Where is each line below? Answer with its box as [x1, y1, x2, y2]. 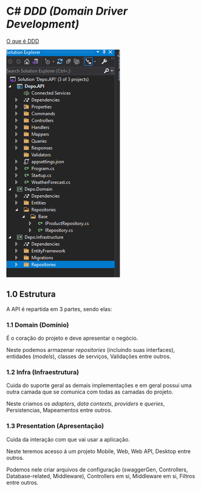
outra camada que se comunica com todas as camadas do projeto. [6, 389, 174, 396]
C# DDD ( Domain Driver [6, 4, 128, 18]
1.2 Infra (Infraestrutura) [6, 368, 80, 376]
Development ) [6, 17, 80, 31]
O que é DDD [6, 37, 39, 45]
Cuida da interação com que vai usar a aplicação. [6, 435, 131, 443]
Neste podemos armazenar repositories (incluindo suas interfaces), [6, 346, 175, 354]
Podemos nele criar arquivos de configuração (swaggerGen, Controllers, [6, 465, 188, 473]
